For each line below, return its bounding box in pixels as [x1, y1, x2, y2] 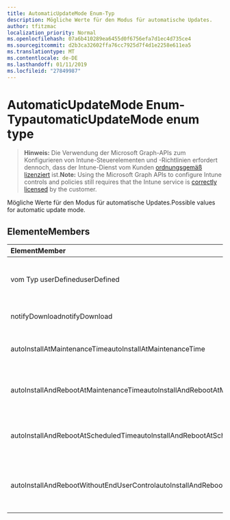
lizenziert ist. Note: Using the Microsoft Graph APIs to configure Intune [23, 171, 222, 179]
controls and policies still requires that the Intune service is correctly [23, 178, 218, 186]
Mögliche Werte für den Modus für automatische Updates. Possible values [7, 198, 216, 206]
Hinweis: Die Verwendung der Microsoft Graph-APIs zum [23, 149, 186, 157]
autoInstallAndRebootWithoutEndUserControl [10, 481, 156, 491]
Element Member [10, 246, 66, 256]
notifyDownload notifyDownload [10, 311, 113, 321]
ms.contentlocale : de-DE [7, 55, 78, 62]
